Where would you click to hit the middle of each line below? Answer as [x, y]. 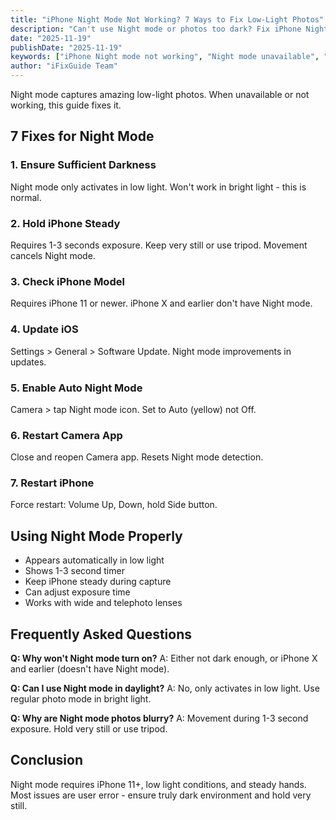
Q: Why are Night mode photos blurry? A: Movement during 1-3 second [159, 718]
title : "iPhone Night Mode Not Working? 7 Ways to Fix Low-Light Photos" [167, 19]
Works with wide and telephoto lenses [103, 603]
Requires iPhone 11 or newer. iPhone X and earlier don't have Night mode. [161, 303]
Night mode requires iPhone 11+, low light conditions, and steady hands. [158, 784]
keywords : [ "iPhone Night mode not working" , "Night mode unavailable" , [165, 57]
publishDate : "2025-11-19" [66, 47]
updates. [28, 362]
